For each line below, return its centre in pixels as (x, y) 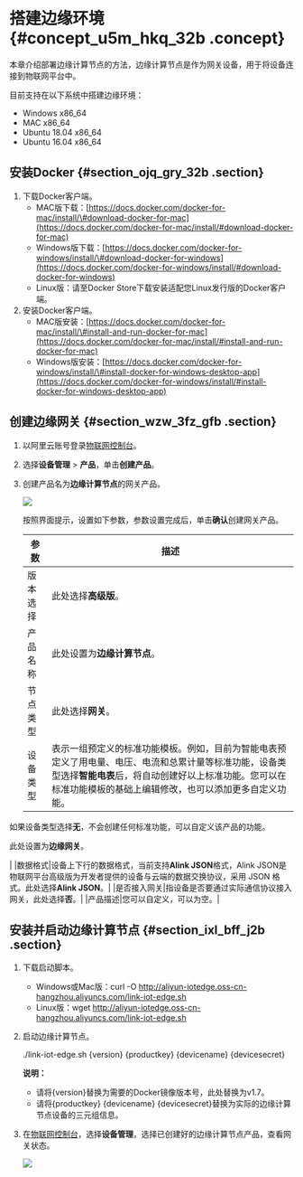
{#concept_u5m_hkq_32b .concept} (147, 38)
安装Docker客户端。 (60, 310)
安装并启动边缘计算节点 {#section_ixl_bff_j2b (138, 930)
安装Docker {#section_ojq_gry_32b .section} (137, 173)
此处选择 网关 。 (83, 711)
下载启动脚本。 (50, 967)
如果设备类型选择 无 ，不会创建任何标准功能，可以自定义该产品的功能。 (140, 826)
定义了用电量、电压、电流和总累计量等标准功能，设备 (165, 762)
